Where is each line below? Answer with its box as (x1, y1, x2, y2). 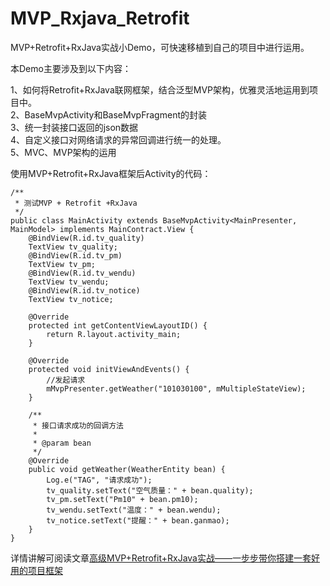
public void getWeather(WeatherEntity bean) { (28, 464, 226, 474)
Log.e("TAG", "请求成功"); (46, 475, 153, 485)
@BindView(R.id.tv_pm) (28, 250, 123, 261)
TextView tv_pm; (28, 259, 97, 269)
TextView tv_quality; (28, 242, 118, 252)
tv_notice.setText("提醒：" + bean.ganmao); (46, 515, 230, 526)
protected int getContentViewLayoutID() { (28, 320, 208, 331)
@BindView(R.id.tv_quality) (28, 233, 145, 243)
